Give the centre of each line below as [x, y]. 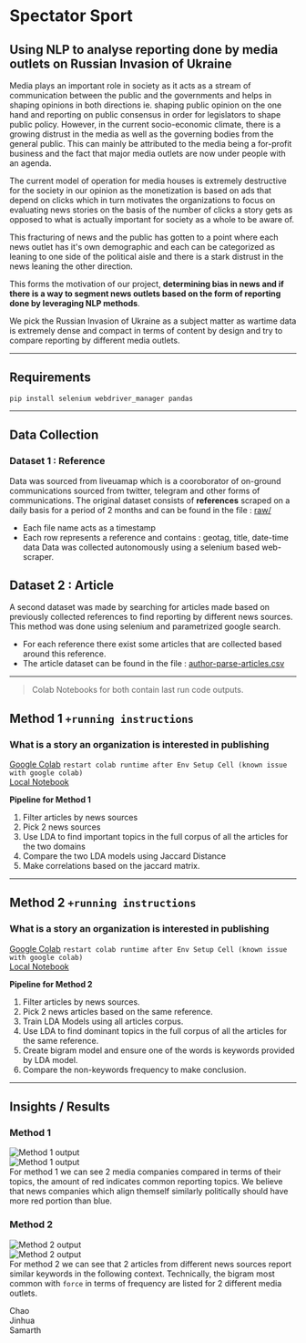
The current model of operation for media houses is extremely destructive [148, 181]
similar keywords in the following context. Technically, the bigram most [142, 1274]
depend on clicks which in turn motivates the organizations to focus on [143, 200]
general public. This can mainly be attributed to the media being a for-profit [151, 144]
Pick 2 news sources [61, 827]
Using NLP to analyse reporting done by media [144, 50]
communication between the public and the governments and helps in [141, 95]
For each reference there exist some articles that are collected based [152, 645]
